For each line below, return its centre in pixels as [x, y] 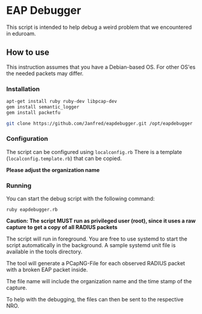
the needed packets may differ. [45, 73]
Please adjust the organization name [53, 170]
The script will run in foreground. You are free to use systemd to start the [97, 239]
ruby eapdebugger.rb [32, 210]
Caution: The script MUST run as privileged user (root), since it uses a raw [101, 221]
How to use [28, 53]
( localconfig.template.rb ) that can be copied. [64, 158]
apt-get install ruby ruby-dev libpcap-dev [62, 102]
